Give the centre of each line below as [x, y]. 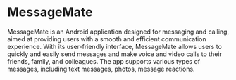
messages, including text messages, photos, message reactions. [101, 69]
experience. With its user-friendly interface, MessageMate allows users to [114, 46]
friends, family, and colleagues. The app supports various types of [104, 61]
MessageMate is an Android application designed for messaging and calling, [118, 32]
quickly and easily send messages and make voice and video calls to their [114, 54]
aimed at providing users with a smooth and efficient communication [107, 39]
